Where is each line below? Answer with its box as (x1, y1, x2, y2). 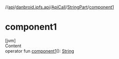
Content (5, 43, 22, 49)
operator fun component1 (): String (5, 48, 74, 54)
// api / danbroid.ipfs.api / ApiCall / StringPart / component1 (5, 4, 114, 10)
